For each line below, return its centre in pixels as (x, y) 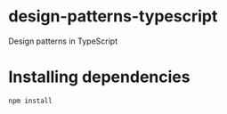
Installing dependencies (99, 77)
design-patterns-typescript (113, 16)
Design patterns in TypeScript (63, 41)
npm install (30, 101)
